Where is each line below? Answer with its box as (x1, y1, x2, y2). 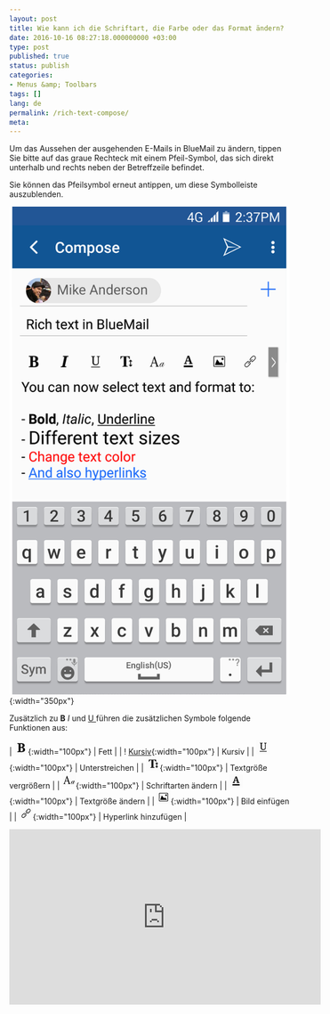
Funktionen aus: (9, 723, 68, 733)
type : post (9, 43, 50, 52)
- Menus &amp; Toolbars (9, 80, 98, 89)
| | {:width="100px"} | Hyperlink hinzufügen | (9, 812, 187, 822)
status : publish (9, 61, 69, 70)
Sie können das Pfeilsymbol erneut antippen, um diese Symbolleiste (9, 179, 258, 191)
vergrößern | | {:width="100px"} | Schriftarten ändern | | (9, 781, 228, 791)
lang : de (9, 99, 42, 108)
